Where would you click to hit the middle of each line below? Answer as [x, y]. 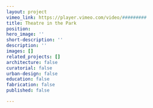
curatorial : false [29, 68]
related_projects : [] [33, 57]
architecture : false [32, 62]
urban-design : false [32, 74]
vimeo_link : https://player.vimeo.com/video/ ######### [76, 17]
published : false [28, 91]
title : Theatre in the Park [42, 23]
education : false [28, 79]
